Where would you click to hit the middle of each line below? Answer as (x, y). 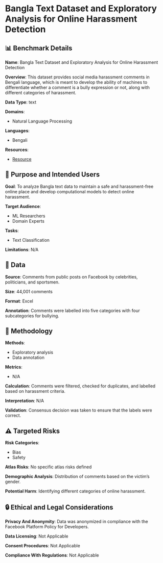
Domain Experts (28, 221)
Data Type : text (21, 102)
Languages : (17, 131)
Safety (19, 458)
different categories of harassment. (41, 93)
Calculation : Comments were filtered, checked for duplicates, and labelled (80, 386)
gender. (13, 482)
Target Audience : (23, 206)
